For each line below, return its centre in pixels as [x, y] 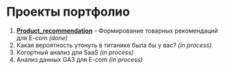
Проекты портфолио [68, 12]
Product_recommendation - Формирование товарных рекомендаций [117, 31]
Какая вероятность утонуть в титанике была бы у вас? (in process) [114, 45]
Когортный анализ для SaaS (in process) [75, 52]
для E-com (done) [42, 37]
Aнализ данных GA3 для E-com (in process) [79, 59]
